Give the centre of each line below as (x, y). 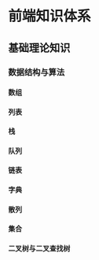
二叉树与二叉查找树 (39, 248)
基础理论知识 (39, 48)
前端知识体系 (50, 16)
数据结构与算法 (37, 72)
